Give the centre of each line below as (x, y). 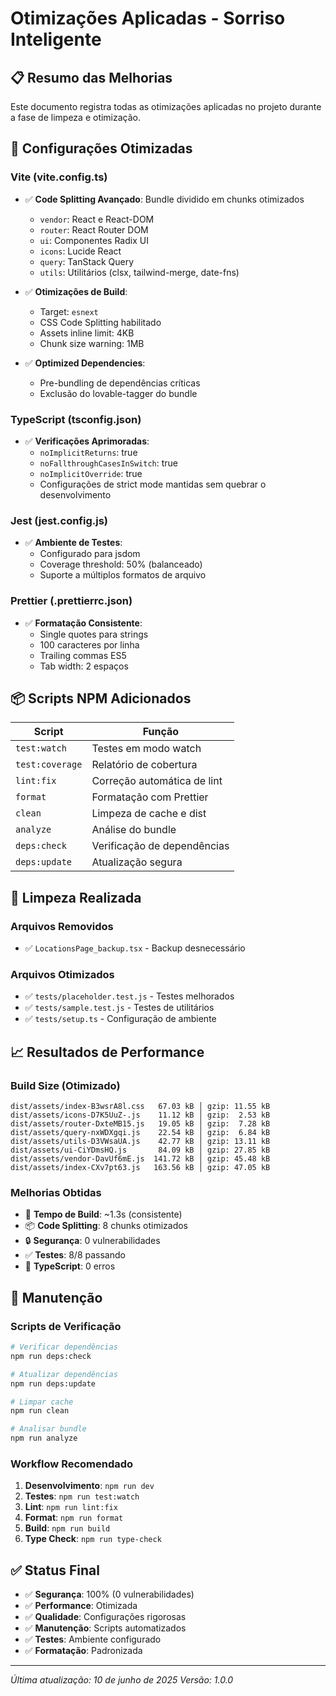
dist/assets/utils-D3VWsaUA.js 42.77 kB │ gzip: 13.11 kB (140, 1142)
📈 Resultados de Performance (107, 1052)
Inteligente (56, 39)
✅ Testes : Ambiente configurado (93, 1639)
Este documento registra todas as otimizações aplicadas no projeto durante (166, 106)
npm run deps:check (51, 1356)
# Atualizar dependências (64, 1374)
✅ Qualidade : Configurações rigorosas (105, 1617)
